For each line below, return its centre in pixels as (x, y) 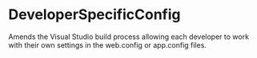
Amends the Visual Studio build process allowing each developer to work (129, 37)
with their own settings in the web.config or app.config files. (107, 44)
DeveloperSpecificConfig (94, 15)
